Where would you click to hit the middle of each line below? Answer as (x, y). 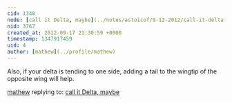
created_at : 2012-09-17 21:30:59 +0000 (65, 33)
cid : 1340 (21, 13)
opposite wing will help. (41, 78)
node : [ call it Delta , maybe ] (51, 20)
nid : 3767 (21, 26)
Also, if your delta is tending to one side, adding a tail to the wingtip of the (112, 71)
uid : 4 (17, 45)
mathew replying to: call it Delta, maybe (63, 92)
